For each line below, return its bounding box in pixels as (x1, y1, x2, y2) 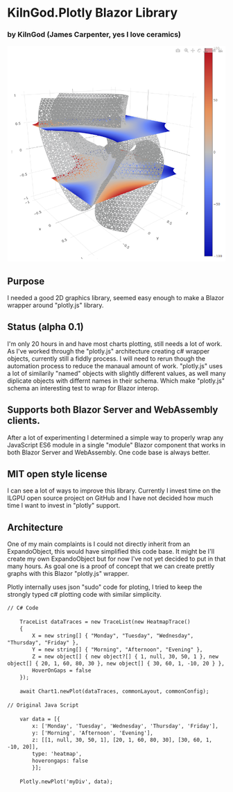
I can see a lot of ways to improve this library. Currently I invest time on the (7, 486, 221, 495)
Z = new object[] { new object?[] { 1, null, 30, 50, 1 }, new (32, 653, 218, 661)
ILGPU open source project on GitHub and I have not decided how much (7, 494, 214, 502)
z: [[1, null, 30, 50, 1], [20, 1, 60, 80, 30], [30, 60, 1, (32, 736, 213, 744)
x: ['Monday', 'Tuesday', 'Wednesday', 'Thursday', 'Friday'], (32, 723, 218, 730)
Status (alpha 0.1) (7, 321, 85, 333)
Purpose (7, 275, 45, 287)
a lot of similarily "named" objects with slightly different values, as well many (7, 369, 226, 377)
